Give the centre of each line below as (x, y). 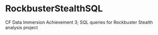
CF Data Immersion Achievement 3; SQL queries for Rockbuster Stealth (79, 22)
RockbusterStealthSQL (54, 9)
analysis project (22, 27)
